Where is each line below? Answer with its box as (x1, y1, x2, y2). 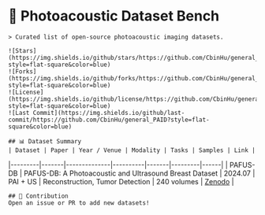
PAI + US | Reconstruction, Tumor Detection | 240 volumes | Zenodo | (8, 176, 234, 186)
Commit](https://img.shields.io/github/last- (32, 109, 185, 117)
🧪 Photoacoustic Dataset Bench (8, 7, 220, 25)
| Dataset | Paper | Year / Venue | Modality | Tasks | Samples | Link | (8, 146, 256, 154)
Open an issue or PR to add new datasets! (8, 198, 150, 207)
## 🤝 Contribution (8, 192, 69, 200)
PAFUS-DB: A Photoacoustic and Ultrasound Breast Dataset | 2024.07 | (23, 169, 256, 178)
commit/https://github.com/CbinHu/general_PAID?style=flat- (8, 116, 211, 124)
